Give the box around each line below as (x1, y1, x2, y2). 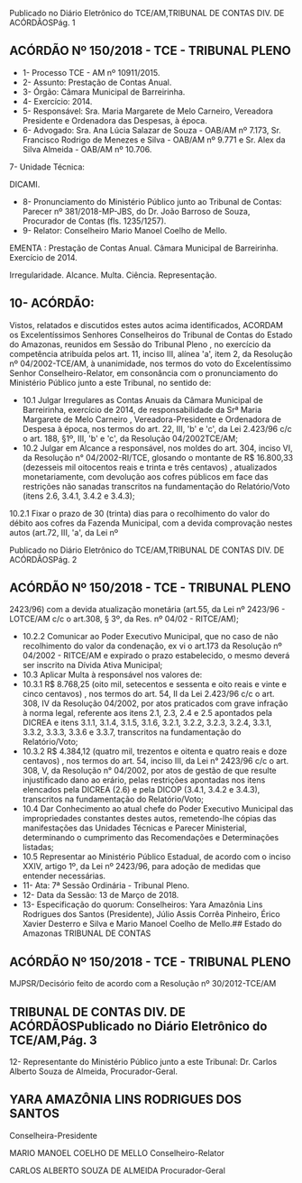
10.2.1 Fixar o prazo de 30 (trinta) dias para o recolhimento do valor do (9, 508, 270, 518)
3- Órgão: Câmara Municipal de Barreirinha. (22, 86, 186, 97)
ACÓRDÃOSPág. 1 (9, 17, 76, 28)
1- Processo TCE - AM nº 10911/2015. (22, 67, 160, 78)
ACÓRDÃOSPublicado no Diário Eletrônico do (9, 1018, 268, 1033)
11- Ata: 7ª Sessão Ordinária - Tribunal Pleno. (22, 880, 190, 891)
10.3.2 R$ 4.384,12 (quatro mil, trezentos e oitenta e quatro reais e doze (22, 746, 288, 757)
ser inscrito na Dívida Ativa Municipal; (22, 660, 163, 671)
